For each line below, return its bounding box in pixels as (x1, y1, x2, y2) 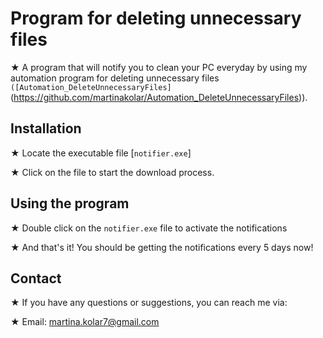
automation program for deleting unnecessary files (10, 72, 220, 84)
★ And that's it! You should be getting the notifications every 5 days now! (10, 241, 314, 253)
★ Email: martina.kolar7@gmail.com (10, 316, 160, 328)
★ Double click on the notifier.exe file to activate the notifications (10, 222, 288, 234)
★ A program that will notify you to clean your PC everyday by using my (10, 61, 308, 73)
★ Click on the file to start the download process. (10, 166, 215, 178)
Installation (10, 120, 82, 137)
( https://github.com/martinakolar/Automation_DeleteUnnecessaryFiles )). (10, 91, 308, 103)
